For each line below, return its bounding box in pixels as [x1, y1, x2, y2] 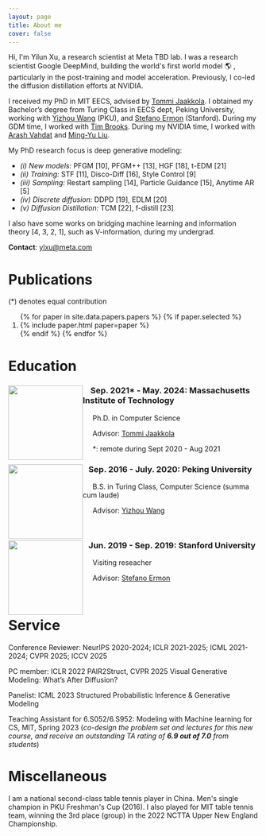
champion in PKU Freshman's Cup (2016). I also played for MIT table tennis [8, 802, 254, 811]
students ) [8, 740, 40, 749]
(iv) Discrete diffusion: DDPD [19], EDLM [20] [19, 195, 168, 204]
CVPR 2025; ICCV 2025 [29, 652, 108, 661]
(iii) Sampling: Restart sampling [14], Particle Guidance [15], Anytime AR [19, 178, 255, 188]
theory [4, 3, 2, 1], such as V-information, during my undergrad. [8, 227, 216, 237]
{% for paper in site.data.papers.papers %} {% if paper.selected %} [19, 312, 242, 322]
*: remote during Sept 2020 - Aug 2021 [92, 443, 221, 453]
